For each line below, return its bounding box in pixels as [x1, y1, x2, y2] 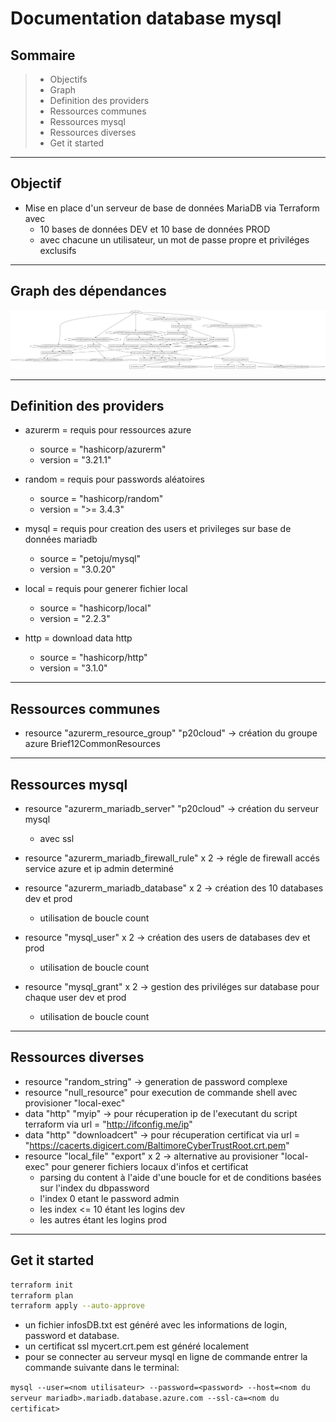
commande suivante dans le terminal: [24, 1362, 180, 1374]
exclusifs [39, 244, 77, 256]
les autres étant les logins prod [39, 1213, 167, 1226]
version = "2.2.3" [39, 613, 111, 625]
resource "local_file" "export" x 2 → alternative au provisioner [24, 1150, 279, 1162]
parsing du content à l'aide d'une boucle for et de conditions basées [39, 1171, 322, 1183]
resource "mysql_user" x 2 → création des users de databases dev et [24, 932, 311, 944]
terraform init [10, 1280, 74, 1290]
